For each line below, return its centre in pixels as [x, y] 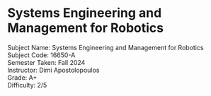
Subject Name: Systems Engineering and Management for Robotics [105, 47]
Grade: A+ [22, 77]
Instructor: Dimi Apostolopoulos [53, 70]
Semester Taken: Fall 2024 [46, 62]
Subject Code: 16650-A [41, 55]
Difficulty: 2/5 [27, 85]
